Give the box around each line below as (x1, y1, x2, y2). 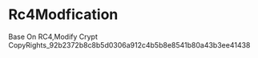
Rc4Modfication (8, 6, 119, 24)
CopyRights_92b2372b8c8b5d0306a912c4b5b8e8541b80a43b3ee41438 (8, 40, 251, 49)
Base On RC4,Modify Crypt (8, 32, 98, 41)
